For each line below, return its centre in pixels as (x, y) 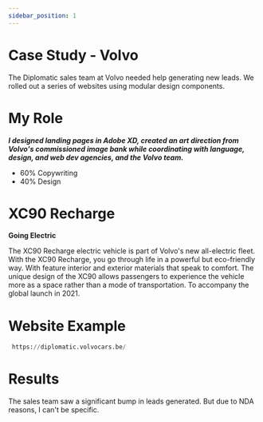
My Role (36, 118)
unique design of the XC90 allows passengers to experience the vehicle (126, 277)
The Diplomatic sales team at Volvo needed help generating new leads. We (131, 78)
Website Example (67, 326)
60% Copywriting (49, 173)
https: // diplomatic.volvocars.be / (69, 347)
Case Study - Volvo (73, 55)
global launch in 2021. (44, 293)
